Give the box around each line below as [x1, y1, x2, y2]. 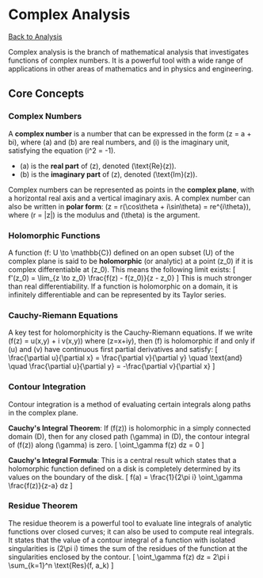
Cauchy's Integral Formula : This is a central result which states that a [8, 455, 237, 465]
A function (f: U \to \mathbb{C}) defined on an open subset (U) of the [8, 247, 235, 257]
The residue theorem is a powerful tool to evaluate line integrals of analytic [8, 518, 252, 528]
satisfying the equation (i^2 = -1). [8, 145, 116, 155]
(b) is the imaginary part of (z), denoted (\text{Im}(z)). [19, 169, 198, 179]
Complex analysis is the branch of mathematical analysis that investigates [8, 47, 250, 56]
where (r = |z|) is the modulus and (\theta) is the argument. [8, 210, 200, 220]
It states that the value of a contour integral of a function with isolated [8, 535, 236, 545]
